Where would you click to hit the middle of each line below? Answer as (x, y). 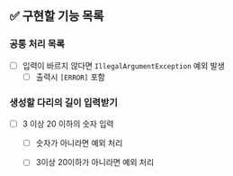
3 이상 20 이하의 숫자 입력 (68, 124)
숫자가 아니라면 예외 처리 (79, 144)
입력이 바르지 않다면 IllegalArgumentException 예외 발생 (123, 65)
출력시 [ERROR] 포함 (70, 77)
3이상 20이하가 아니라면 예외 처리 (95, 162)
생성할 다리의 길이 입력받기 (64, 102)
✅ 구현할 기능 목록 (57, 16)
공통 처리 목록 (37, 44)
